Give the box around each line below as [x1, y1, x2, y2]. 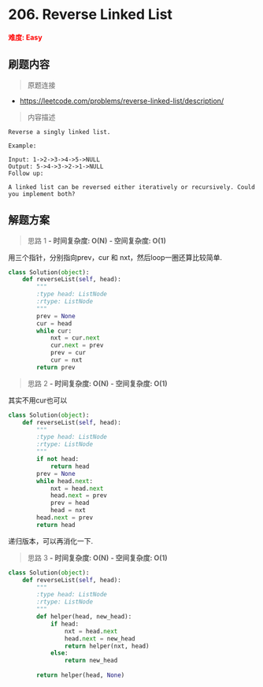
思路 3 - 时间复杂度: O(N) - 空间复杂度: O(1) [27, 553, 168, 563]
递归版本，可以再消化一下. [8, 536, 94, 545]
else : [50, 649, 69, 657]
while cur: [36, 327, 72, 335]
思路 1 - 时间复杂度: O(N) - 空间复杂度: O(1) [27, 236, 167, 245]
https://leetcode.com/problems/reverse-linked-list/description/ [19, 96, 224, 106]
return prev [36, 363, 76, 371]
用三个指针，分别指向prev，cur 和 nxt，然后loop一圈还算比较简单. [8, 252, 223, 262]
